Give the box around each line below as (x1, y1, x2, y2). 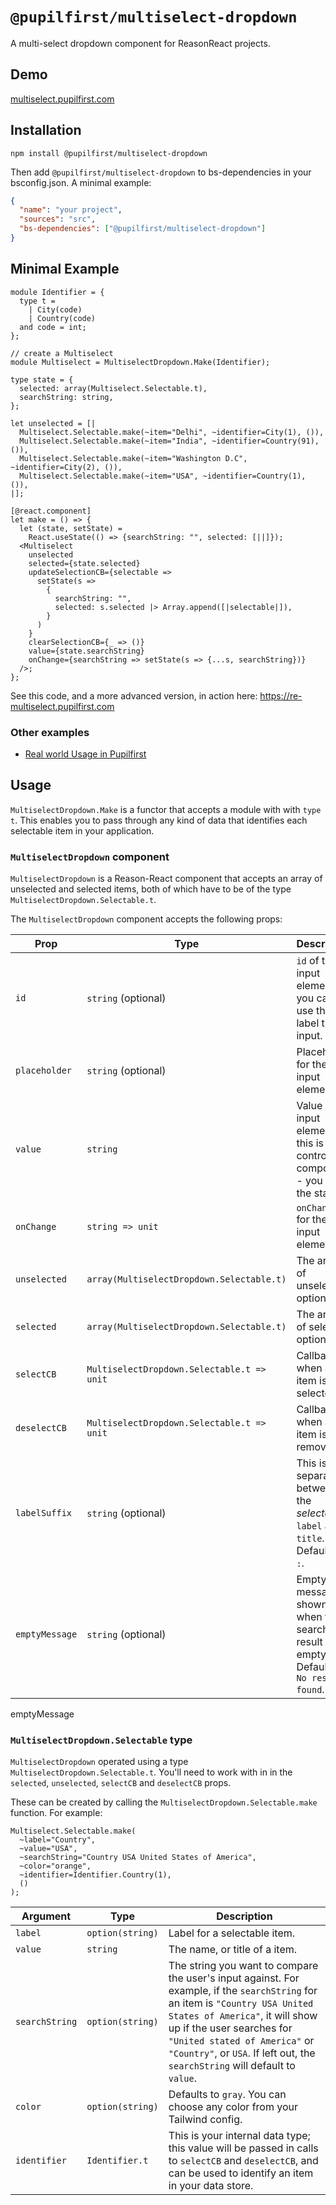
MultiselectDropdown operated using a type (10, 1756, 189, 1768)
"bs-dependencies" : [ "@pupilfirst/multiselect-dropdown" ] (19, 224, 267, 234)
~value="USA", (19, 1844, 78, 1854)
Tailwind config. (168, 2113, 243, 2127)
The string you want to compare (168, 1959, 319, 1973)
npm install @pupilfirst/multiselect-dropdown (10, 148, 208, 158)
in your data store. (168, 2179, 254, 2193)
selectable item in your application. (10, 824, 155, 837)
